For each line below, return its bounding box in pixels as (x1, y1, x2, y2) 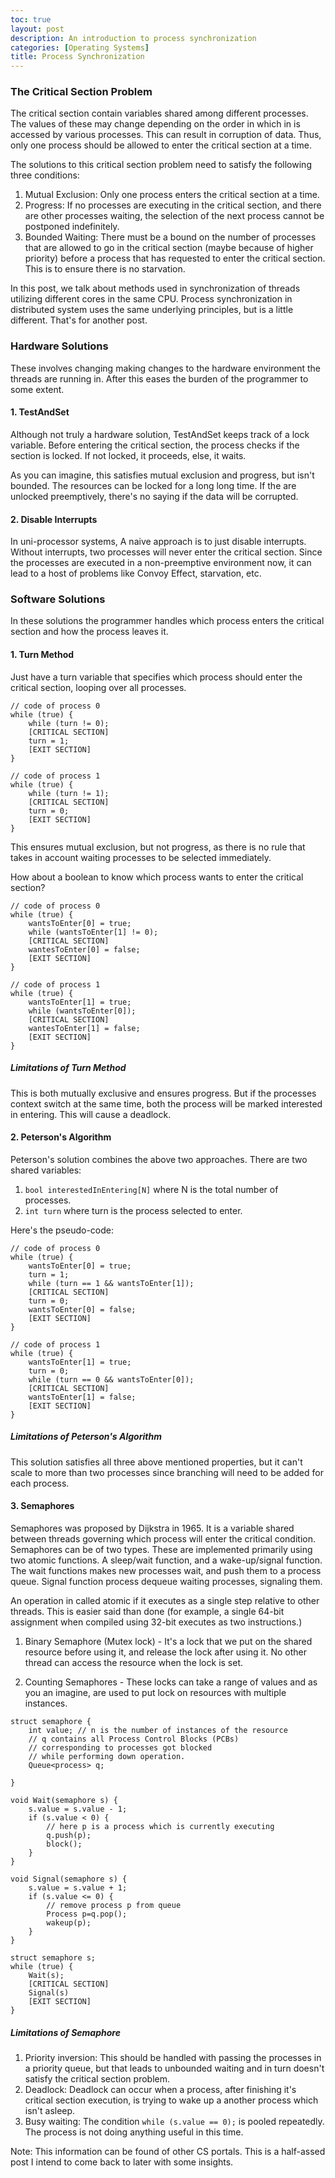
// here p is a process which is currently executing (46, 1821, 275, 1831)
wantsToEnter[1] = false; (28, 1392, 137, 1402)
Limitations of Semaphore (10, 2026, 121, 2038)
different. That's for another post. (10, 314, 148, 326)
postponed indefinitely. (24, 221, 120, 233)
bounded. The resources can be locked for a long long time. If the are (10, 479, 297, 491)
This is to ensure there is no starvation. (24, 263, 186, 275)
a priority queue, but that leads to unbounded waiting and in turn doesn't (24, 2062, 325, 2074)
